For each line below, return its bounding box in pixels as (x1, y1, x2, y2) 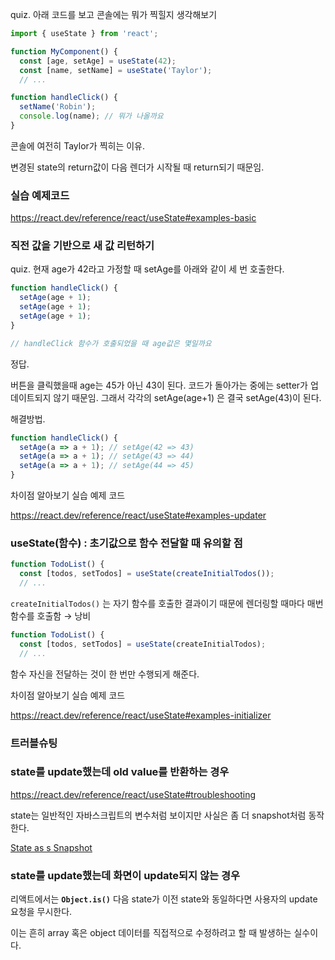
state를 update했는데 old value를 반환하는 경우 (10, 765, 230, 779)
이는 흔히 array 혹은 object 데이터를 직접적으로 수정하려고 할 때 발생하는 (10, 927, 292, 939)
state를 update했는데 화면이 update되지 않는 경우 (10, 868, 241, 882)
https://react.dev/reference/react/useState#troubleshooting (10, 788, 257, 800)
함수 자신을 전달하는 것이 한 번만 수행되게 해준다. (10, 668, 200, 680)
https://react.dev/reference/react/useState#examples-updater (10, 509, 267, 522)
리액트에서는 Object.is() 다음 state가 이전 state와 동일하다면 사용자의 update (10, 893, 318, 905)
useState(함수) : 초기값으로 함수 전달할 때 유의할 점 (10, 536, 243, 550)
